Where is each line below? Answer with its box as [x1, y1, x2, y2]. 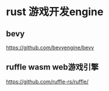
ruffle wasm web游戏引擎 [6, 62, 99, 72]
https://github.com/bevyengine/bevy [6, 44, 94, 51]
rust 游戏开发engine [6, 5, 104, 19]
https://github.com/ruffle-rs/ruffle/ [6, 78, 89, 85]
